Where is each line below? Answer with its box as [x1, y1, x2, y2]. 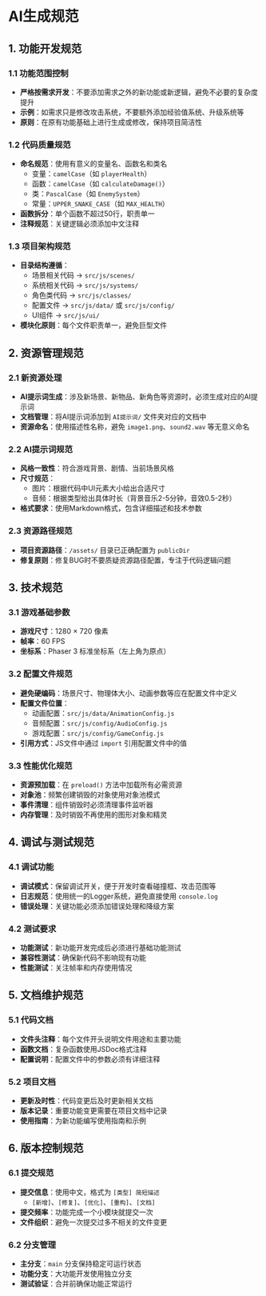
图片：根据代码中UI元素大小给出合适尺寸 [31, 483, 165, 493]
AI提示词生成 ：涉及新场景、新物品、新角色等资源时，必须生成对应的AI [19, 392, 252, 402]
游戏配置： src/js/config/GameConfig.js [31, 728, 164, 738]
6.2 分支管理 [8, 1239, 57, 1250]
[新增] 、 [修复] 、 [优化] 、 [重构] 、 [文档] [31, 1197, 156, 1206]
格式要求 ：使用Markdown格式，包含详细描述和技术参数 [19, 503, 202, 513]
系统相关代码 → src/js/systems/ [31, 281, 139, 290]
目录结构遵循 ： [19, 261, 69, 270]
